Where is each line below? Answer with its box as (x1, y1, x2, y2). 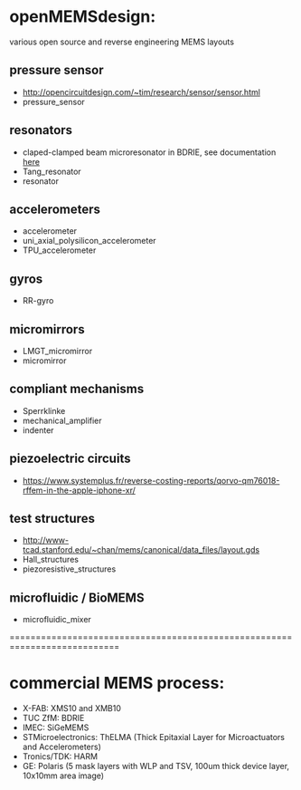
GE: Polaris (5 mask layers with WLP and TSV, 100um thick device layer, (22, 761, 290, 772)
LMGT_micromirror (22, 346, 93, 356)
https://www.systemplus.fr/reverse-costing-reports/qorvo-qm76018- (22, 475, 280, 486)
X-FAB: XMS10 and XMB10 (22, 703, 122, 714)
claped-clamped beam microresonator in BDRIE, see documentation (22, 147, 277, 158)
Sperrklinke (22, 405, 66, 416)
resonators (9, 122, 73, 138)
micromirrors (9, 322, 85, 337)
